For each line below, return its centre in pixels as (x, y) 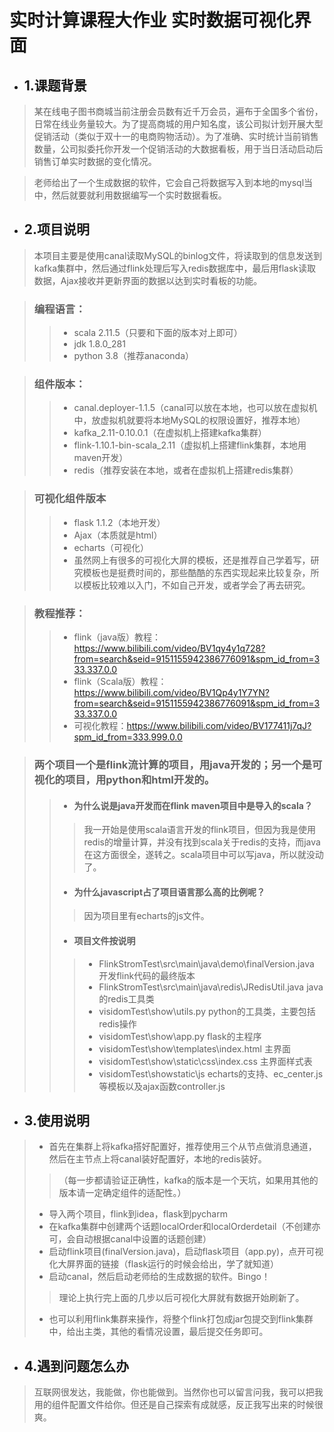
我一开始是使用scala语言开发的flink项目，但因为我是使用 (199, 830)
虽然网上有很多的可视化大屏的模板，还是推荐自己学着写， (192, 560)
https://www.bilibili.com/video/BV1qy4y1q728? (169, 648)
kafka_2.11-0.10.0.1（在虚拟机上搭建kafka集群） (170, 433)
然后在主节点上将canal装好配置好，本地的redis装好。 (157, 1159)
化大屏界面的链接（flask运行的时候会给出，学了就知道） (164, 1264)
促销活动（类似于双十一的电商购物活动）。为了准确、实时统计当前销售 (176, 136)
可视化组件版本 (70, 499)
